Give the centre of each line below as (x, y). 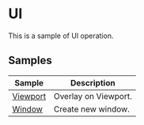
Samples (30, 61)
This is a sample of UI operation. (61, 36)
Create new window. (92, 109)
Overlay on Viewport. (93, 96)
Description (93, 82)
